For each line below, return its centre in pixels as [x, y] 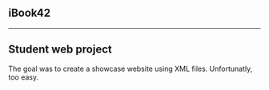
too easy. [24, 77]
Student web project [60, 50]
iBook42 [29, 13]
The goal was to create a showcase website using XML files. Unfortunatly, [130, 68]
